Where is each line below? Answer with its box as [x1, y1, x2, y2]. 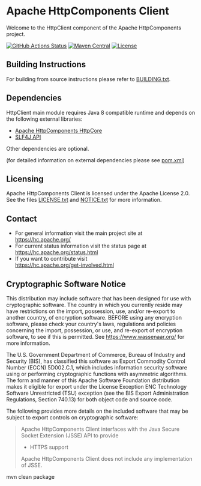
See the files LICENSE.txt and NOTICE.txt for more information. [6, 196, 162, 204]
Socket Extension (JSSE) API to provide [20, 432, 119, 439]
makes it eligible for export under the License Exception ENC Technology [6, 383, 187, 390]
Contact [6, 213, 37, 223]
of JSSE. [20, 461, 43, 469]
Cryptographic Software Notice [6, 279, 126, 289]
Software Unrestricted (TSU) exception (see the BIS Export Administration [6, 389, 189, 396]
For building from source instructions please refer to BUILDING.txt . [6, 75, 171, 82]
